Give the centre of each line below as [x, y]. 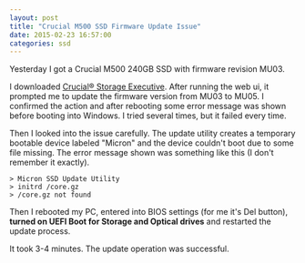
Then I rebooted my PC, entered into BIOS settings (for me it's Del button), [149, 212]
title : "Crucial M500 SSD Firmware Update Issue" [106, 26]
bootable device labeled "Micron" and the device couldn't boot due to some [152, 143]
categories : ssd [40, 43]
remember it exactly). [50, 162]
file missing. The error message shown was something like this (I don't [142, 153]
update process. [40, 231]
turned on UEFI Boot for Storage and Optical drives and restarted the [140, 222]
